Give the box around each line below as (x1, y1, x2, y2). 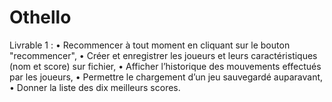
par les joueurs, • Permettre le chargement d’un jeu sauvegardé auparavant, (9, 71, 324, 83)
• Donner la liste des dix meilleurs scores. (9, 81, 181, 93)
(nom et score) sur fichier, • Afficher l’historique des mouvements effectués (9, 60, 322, 72)
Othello (9, 6, 72, 29)
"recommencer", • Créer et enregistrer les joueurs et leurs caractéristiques (9, 49, 318, 61)
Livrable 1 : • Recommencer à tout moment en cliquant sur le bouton (9, 39, 291, 51)
